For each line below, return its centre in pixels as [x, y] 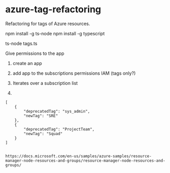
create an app [27, 63]
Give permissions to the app [35, 53]
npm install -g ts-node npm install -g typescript [55, 33]
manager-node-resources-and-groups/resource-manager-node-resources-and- [86, 160]
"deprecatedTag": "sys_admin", [57, 111]
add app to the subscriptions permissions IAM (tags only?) [74, 73]
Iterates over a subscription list [45, 83]
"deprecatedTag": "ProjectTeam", [59, 129]
